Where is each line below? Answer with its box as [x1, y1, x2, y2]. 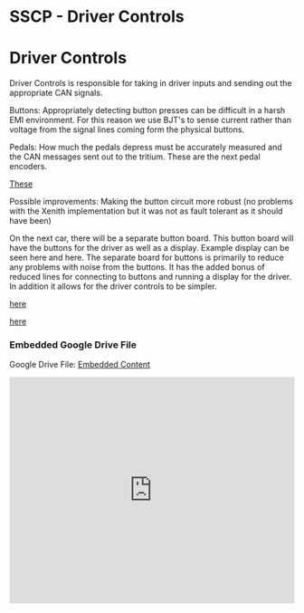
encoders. [9, 161, 48, 172]
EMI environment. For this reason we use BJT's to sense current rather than [9, 115, 292, 126]
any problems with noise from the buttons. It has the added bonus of [9, 262, 265, 273]
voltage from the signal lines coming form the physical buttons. [9, 124, 245, 135]
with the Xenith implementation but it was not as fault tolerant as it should [9, 206, 283, 216]
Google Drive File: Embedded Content [9, 359, 151, 370]
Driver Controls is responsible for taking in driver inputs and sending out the [9, 78, 292, 89]
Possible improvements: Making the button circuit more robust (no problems [9, 196, 294, 207]
